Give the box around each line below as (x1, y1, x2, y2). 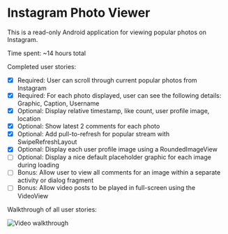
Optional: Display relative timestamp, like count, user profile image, (17, 107, 210, 115)
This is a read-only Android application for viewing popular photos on (7, 28, 207, 36)
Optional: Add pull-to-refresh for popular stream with (17, 130, 169, 138)
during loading (17, 161, 59, 169)
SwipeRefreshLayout (17, 138, 77, 146)
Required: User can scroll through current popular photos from (17, 75, 197, 85)
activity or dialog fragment (17, 176, 94, 184)
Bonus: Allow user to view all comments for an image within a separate (17, 168, 221, 177)
